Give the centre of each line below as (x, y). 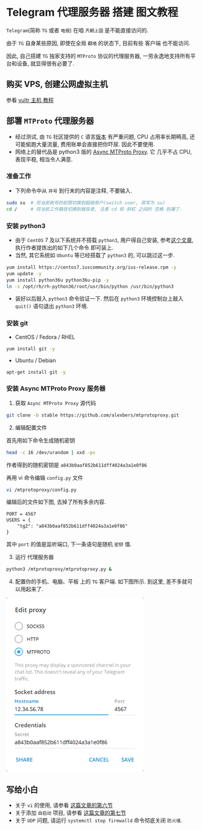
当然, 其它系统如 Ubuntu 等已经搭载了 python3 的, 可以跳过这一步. (95, 255)
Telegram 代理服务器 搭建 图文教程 (92, 12)
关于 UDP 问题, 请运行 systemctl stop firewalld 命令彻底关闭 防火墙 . (99, 820)
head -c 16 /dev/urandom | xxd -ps (51, 452)
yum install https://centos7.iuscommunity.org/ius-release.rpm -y (91, 267)
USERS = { (19, 520)
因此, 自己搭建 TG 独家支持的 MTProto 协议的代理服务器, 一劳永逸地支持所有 (99, 56)
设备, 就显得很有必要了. (46, 63)
